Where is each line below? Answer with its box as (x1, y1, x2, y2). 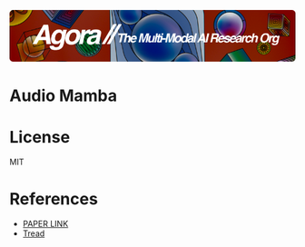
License (9, 126, 71, 147)
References (9, 188, 98, 209)
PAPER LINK (22, 219, 69, 230)
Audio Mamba (9, 85, 118, 105)
